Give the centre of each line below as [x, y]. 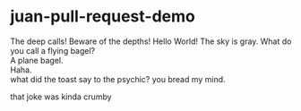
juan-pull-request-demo [103, 17]
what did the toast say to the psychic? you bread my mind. [118, 79]
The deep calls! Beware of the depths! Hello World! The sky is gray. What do [151, 41]
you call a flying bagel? [53, 50]
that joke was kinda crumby [61, 97]
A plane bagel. [37, 60]
